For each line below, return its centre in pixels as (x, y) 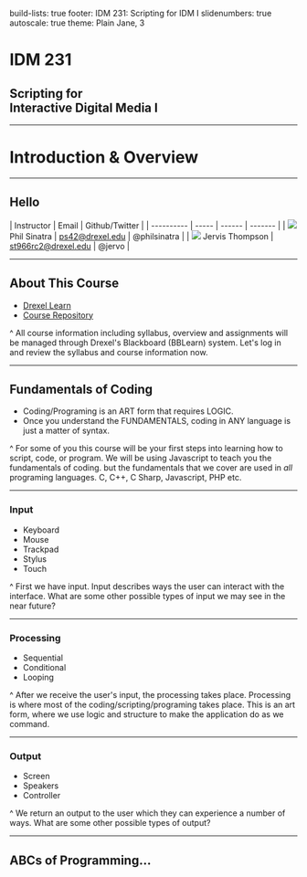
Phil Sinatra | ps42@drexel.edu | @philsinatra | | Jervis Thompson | (142, 236)
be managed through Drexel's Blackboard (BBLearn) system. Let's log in (145, 343)
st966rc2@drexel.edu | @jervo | (70, 246)
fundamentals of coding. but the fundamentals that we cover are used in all (151, 468)
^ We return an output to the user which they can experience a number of (148, 813)
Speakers (41, 786)
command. (30, 724)
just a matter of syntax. (66, 431)
